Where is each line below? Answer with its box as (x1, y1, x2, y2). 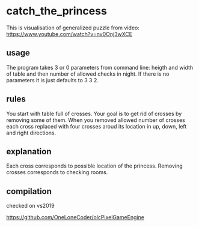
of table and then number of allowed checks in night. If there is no (6, 70, 170, 77)
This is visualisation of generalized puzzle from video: (6, 24, 139, 31)
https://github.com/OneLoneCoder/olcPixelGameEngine (6, 214, 144, 221)
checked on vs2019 (6, 202, 55, 210)
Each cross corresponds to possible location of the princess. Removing (6, 162, 183, 169)
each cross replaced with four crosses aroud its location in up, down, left (6, 123, 187, 130)
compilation (6, 186, 52, 196)
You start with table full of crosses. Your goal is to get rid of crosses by (6, 110, 182, 117)
